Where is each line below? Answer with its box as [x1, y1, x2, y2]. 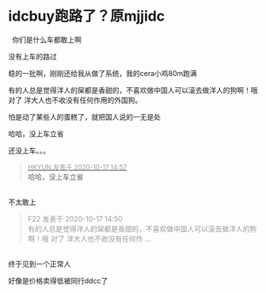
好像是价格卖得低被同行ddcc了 [8, 276, 108, 285]
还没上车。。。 [8, 146, 50, 155]
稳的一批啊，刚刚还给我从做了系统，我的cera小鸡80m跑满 [8, 68, 198, 78]
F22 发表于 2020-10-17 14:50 [27, 214, 123, 223]
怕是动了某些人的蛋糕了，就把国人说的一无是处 [8, 112, 161, 121]
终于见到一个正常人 [8, 259, 71, 268]
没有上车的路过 [8, 51, 57, 61]
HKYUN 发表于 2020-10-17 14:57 [27, 162, 127, 171]
